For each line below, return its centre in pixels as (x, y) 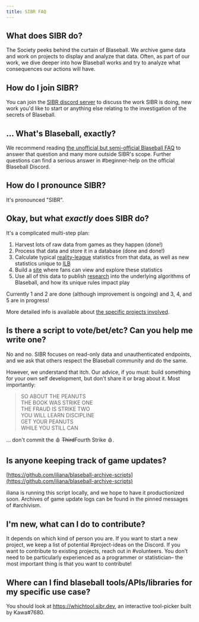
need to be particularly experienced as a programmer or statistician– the (94, 558)
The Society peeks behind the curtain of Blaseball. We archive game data (96, 50)
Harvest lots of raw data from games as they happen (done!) (89, 244)
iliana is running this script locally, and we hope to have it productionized (95, 493)
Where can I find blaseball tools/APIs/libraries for (99, 582)
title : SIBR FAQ (26, 12)
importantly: (21, 385)
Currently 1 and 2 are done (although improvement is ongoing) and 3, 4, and (99, 294)
